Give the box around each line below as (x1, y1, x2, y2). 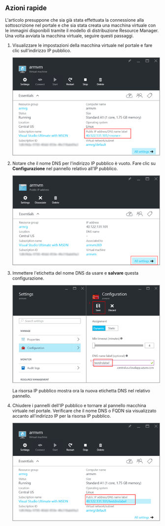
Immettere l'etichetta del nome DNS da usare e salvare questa (12, 270, 139, 276)
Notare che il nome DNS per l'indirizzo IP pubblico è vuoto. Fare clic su (12, 160, 156, 167)
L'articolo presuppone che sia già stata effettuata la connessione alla (5, 17, 144, 23)
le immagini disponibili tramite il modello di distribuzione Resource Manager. (5, 27, 159, 34)
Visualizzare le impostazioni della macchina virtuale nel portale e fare (12, 42, 153, 48)
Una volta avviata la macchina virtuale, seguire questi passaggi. (5, 33, 134, 38)
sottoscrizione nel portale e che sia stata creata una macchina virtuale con (5, 22, 156, 28)
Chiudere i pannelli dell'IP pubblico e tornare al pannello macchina (12, 403, 146, 409)
